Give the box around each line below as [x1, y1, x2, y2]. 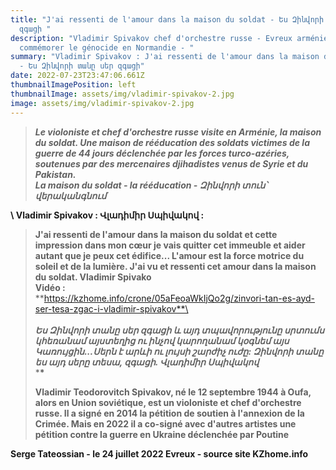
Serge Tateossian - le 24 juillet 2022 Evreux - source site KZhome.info [10, 447, 309, 460]
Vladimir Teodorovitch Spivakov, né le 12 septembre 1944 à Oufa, [34, 386, 312, 398]
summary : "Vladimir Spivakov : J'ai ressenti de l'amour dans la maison [10, 52, 320, 62]
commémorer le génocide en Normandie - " [19, 42, 195, 53]
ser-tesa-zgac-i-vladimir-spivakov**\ [34, 302, 189, 315]
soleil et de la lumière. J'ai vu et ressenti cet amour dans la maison [34, 260, 317, 272]
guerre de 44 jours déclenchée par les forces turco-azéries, [34, 147, 290, 159]
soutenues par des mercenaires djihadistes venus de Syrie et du [34, 157, 309, 170]
